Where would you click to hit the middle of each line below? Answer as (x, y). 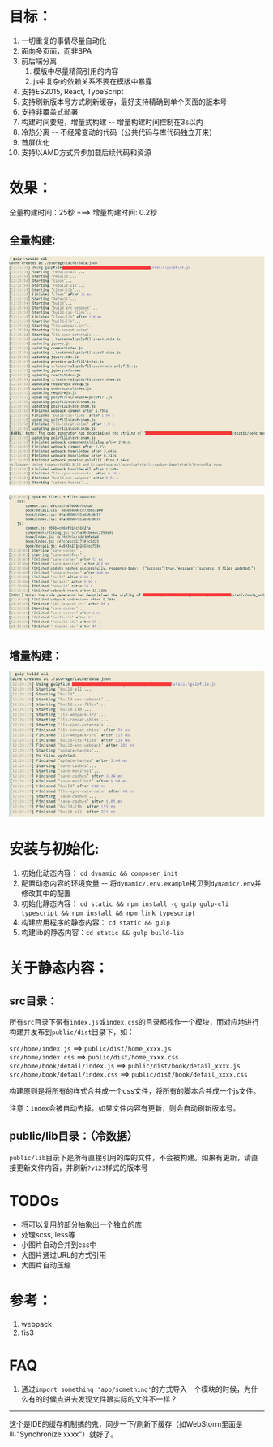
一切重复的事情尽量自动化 (64, 41)
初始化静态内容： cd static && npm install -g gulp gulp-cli (125, 903)
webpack (36, 1324)
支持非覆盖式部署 (49, 111)
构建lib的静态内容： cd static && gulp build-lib (102, 933)
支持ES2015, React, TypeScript (72, 91)
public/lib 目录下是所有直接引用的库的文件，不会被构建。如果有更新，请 (130, 1157)
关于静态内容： (59, 968)
